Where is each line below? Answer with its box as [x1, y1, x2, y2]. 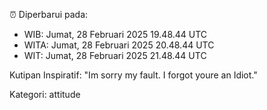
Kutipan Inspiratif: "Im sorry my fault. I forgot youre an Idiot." [9, 69, 258, 81]
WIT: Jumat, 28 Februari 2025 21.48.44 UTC [23, 50, 207, 61]
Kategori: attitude [9, 89, 81, 100]
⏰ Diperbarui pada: [9, 9, 89, 20]
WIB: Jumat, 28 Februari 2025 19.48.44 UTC [23, 29, 208, 40]
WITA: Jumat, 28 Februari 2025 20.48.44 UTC [23, 39, 215, 51]
